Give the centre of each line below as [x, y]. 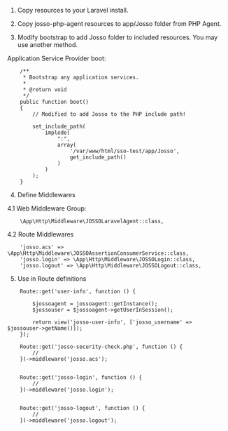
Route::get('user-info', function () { [78, 291]
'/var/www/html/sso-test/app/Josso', [124, 151]
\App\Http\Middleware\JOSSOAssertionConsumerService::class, [98, 253]
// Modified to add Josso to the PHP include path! [109, 114]
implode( [57, 133]
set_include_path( [59, 126]
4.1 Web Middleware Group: [47, 208]
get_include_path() [98, 157]
